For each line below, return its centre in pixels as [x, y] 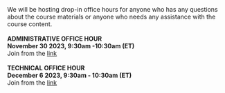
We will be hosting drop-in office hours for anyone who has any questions [112, 9]
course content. [30, 24]
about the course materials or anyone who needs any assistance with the [111, 17]
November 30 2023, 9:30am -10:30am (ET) [71, 46]
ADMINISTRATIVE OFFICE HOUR [55, 39]
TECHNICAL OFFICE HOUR [46, 68]
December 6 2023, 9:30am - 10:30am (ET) [70, 75]
